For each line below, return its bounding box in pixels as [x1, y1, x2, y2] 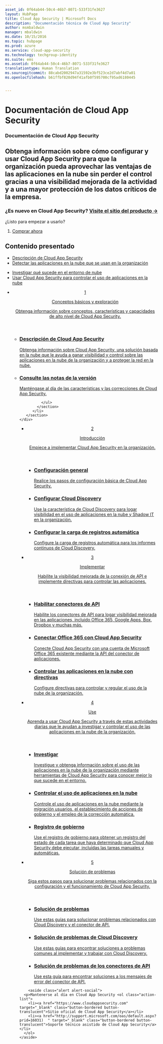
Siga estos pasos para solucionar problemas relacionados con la [28, 878, 157, 884]
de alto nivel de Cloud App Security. [49, 314, 121, 319]
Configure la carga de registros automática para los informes [33, 540, 156, 545]
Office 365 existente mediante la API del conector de [33, 651, 140, 656]
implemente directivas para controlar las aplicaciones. [38, 578, 147, 584]
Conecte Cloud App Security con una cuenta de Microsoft [33, 645, 150, 651]
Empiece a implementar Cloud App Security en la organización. [29, 445, 156, 450]
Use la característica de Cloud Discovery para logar [33, 506, 137, 512]
